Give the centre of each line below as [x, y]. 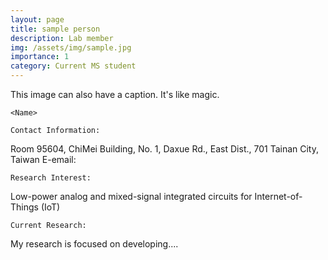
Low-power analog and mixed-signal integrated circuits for [131, 196]
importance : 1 [40, 57]
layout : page [37, 19]
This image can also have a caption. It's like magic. [115, 94]
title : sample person [55, 29]
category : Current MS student [73, 66]
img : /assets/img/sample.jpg [71, 47]
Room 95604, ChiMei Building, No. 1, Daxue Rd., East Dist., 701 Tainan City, [165, 149]
